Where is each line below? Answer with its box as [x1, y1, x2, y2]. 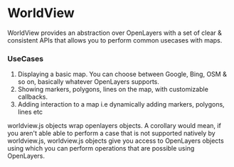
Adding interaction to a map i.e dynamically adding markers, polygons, [17, 100, 225, 109]
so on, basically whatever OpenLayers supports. [17, 77, 160, 86]
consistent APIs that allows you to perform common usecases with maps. [7, 36, 223, 44]
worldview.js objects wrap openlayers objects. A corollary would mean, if [7, 122, 222, 130]
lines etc [17, 108, 43, 117]
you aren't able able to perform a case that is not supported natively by [7, 129, 216, 138]
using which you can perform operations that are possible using [7, 144, 195, 153]
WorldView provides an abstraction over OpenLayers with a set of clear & [7, 28, 223, 37]
